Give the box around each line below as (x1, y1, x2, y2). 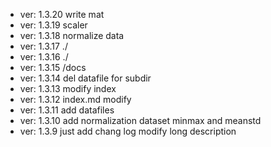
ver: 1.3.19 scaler (19, 19, 88, 31)
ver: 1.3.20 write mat (19, 9, 105, 20)
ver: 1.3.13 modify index (19, 83, 117, 94)
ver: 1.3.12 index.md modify (19, 94, 132, 105)
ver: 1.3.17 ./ (19, 40, 68, 52)
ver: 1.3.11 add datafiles (19, 104, 115, 116)
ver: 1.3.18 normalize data (19, 30, 125, 41)
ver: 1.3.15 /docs (19, 62, 87, 73)
